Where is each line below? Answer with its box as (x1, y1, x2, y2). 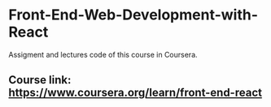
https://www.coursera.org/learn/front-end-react (8, 86, 263, 100)
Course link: (8, 73, 72, 87)
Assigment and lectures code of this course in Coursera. (8, 49, 198, 59)
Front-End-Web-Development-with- (8, 6, 259, 24)
